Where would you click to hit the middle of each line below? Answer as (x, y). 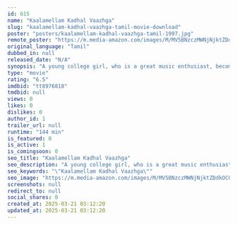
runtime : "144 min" (36, 132)
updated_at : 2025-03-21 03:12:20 (56, 211)
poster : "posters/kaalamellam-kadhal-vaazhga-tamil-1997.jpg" (101, 34)
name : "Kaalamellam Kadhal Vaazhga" (61, 20)
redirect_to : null (34, 191)
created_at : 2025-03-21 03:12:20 (56, 204)
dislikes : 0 (25, 112)
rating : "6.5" (28, 79)
